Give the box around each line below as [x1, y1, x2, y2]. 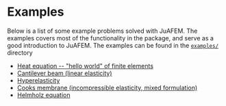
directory [7, 49, 33, 57]
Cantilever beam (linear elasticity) [16, 69, 112, 77]
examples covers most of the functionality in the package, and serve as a [7, 34, 214, 42]
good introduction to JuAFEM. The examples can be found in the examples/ [7, 41, 219, 49]
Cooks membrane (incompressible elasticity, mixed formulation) [16, 83, 198, 92]
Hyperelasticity [16, 76, 60, 84]
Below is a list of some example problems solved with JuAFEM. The [7, 27, 198, 35]
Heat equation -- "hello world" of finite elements [16, 62, 154, 70]
